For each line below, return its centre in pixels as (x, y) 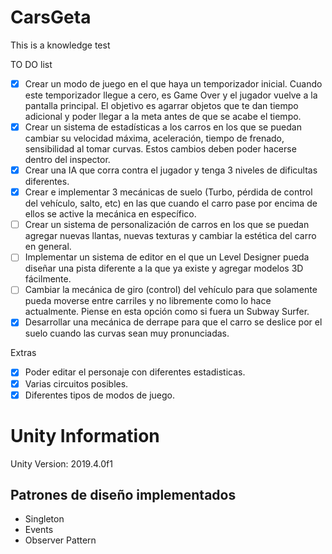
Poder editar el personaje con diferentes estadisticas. (135, 372)
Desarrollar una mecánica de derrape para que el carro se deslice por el (173, 322)
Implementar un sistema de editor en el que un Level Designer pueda (167, 257)
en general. (48, 247)
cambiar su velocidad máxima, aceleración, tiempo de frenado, (154, 138)
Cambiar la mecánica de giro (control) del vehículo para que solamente (171, 290)
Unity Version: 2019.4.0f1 (61, 463)
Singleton (44, 519)
